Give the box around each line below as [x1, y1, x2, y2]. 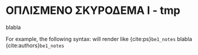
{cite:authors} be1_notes [5, 42, 65, 49]
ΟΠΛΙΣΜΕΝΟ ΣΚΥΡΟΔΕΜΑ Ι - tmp [5, 4, 180, 18]
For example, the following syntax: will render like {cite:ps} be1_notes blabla [5, 35, 193, 42]
